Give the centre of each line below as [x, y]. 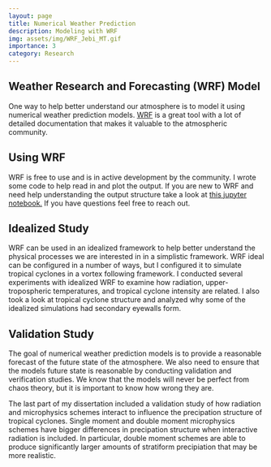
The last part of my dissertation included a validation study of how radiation [135, 404]
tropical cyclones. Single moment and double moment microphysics [122, 421]
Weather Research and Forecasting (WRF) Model [135, 86]
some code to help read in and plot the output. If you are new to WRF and [131, 186]
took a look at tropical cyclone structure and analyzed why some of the [127, 300]
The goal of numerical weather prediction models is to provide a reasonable [135, 353]
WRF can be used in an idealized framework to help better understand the [132, 248]
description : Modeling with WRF [63, 31]
